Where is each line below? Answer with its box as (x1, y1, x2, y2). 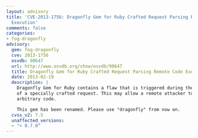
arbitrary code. (16, 96, 57, 102)
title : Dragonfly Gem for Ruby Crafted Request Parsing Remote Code (11, 69, 183, 75)
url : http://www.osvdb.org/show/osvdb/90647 (11, 63, 123, 69)
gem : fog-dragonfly (11, 47, 60, 53)
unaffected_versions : (11, 117, 65, 123)
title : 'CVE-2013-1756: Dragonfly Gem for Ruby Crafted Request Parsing (6, 14, 189, 20)
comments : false (6, 25, 46, 31)
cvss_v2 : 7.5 (11, 112, 44, 118)
